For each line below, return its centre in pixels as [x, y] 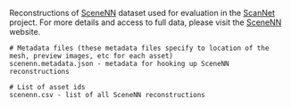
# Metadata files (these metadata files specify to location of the [139, 48]
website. [25, 32]
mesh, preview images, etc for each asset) [91, 56]
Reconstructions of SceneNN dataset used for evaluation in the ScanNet [142, 13]
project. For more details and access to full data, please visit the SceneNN [145, 22]
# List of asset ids [48, 87]
